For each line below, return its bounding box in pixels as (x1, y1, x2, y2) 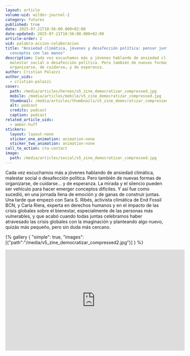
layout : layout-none (10, 131, 54, 136)
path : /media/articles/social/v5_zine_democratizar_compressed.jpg (10, 155, 157, 161)
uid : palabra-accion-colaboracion (5, 41, 79, 46)
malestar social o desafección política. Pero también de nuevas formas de (5, 175, 161, 181)
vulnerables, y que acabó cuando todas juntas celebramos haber (5, 213, 142, 219)
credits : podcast (10, 108, 47, 113)
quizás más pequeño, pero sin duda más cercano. (5, 224, 111, 230)
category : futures (5, 17, 45, 22)
